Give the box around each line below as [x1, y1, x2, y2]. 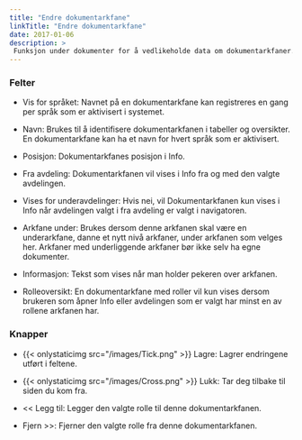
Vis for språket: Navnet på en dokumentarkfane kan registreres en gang [22, 96, 289, 108]
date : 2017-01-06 [9, 30, 75, 39]
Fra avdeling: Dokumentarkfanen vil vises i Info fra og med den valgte [22, 169, 280, 179]
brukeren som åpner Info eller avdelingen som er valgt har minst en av [22, 296, 282, 307]
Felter [9, 77, 36, 89]
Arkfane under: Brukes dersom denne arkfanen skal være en [22, 223, 247, 234]
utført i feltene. [22, 358, 78, 369]
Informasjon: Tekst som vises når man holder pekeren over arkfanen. [22, 269, 278, 280]
